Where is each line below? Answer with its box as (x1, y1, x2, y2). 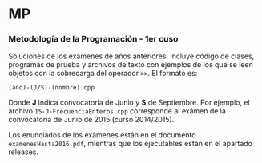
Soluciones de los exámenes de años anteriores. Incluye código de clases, (8, 51, 255, 61)
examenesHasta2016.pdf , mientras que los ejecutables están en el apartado (8, 139, 252, 149)
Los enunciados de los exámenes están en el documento (8, 130, 196, 140)
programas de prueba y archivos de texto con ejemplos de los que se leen (8, 60, 254, 70)
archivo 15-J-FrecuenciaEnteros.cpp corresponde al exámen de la (8, 106, 227, 116)
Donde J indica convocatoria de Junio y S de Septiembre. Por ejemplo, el (8, 97, 250, 108)
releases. (8, 147, 38, 157)
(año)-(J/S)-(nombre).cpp (8, 84, 95, 92)
